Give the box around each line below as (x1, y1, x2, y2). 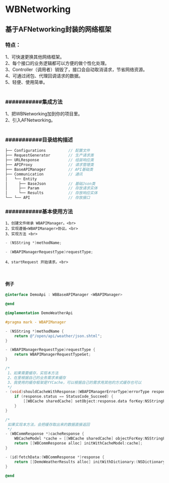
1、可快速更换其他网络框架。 (5, 54, 64, 60)
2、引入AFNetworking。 (5, 117, 55, 123)
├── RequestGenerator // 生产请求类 (5, 153, 94, 158)
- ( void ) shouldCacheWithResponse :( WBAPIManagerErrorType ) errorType (5, 389, 150, 394)
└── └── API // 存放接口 (5, 195, 91, 200)
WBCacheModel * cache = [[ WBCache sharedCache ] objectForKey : (14, 436, 145, 441)
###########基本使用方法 (5, 208, 73, 215)
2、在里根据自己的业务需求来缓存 (7, 375, 66, 380)
